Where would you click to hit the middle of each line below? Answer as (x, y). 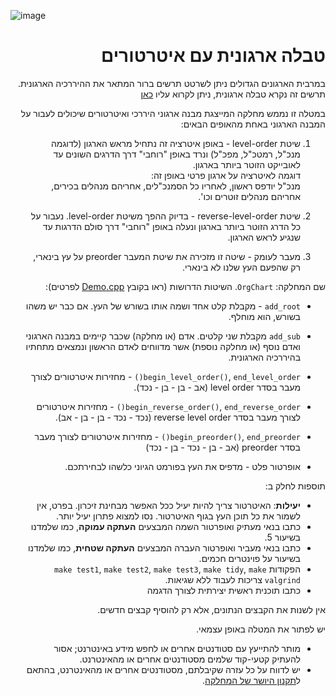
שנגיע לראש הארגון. (264, 237)
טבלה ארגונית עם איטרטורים (213, 56)
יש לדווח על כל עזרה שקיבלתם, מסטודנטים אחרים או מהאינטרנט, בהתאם (163, 669)
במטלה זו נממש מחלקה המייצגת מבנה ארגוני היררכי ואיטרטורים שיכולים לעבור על (173, 113)
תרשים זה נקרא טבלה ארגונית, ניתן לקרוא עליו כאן (233, 94)
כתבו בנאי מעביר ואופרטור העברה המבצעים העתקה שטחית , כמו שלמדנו (164, 547)
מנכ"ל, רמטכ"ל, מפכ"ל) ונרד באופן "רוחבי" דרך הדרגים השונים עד (177, 154)
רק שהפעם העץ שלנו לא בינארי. (241, 267)
